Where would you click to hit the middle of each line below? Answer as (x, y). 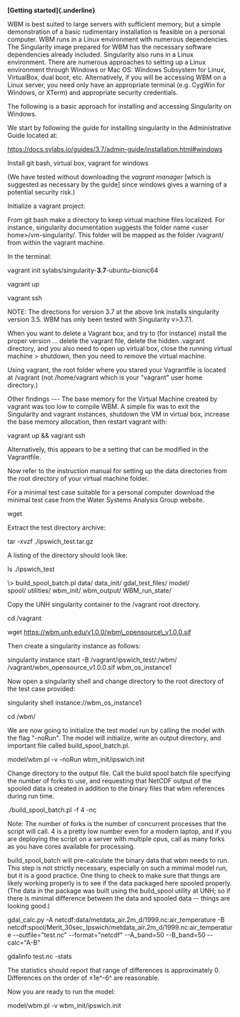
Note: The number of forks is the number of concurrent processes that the (117, 824)
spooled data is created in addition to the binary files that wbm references (116, 788)
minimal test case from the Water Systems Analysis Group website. (106, 500)
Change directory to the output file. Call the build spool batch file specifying (119, 773)
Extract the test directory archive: (56, 527)
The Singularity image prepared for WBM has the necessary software (110, 47)
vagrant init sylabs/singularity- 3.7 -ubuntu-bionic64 (83, 270)
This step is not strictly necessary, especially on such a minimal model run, (117, 868)
